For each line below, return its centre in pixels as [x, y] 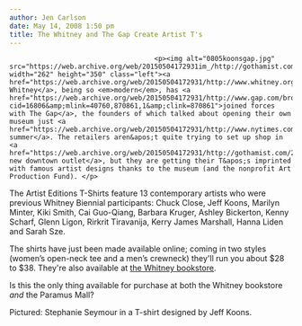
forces [263, 106]
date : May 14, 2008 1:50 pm [62, 26]
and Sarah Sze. [37, 232]
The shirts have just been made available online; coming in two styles [138, 249]
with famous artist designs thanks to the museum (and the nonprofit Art [151, 169]
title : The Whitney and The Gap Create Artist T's [106, 34]
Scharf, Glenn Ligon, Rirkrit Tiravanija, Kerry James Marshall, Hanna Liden [147, 222]
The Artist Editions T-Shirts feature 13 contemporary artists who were [138, 193]
